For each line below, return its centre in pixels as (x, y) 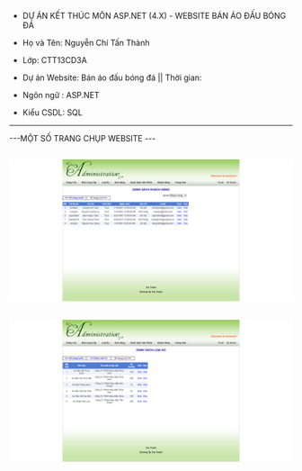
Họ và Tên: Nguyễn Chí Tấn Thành (86, 43)
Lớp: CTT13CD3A (54, 60)
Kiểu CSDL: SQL (52, 113)
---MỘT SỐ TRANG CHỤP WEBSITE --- (83, 138)
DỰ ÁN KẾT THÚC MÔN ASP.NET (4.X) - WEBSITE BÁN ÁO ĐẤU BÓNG (154, 16)
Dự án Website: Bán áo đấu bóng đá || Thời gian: (112, 77)
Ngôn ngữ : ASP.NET (61, 95)
